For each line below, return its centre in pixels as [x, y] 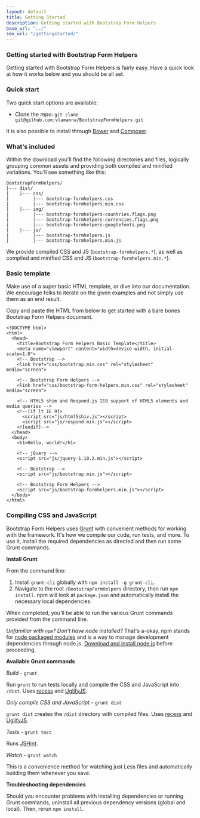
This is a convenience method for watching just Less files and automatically [99, 766]
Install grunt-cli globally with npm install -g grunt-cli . [85, 582]
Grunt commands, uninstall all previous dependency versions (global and [96, 802]
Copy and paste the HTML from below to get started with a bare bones [93, 310]
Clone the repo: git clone [47, 114]
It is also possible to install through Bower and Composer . [77, 131]
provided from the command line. [47, 619]
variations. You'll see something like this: [56, 172]
